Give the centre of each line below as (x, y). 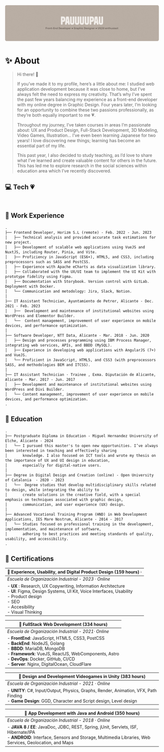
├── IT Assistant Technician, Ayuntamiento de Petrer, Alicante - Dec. (79, 301)
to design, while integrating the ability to (52, 490)
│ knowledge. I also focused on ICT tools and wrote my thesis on (81, 455)
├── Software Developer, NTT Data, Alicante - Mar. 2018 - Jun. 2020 (77, 335)
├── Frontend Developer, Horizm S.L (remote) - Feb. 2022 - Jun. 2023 (78, 232)
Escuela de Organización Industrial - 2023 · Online (59, 579)
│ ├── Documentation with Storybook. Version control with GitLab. (77, 281)
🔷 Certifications (30, 559)
